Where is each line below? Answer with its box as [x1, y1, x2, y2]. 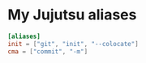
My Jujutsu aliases [7, 6, 137, 24]
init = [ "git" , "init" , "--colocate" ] [7, 40, 139, 48]
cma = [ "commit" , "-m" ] [7, 47, 88, 56]
